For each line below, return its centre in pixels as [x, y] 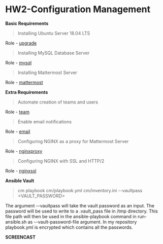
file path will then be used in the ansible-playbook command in [71, 216]
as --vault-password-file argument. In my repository [82, 222]
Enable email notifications [45, 121]
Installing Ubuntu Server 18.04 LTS [54, 33]
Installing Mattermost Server [47, 73]
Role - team [17, 112]
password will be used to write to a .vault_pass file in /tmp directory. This [82, 211]
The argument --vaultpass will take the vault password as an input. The [80, 205]
